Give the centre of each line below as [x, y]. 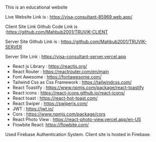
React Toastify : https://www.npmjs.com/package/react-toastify [78, 87]
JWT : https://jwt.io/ [33, 109]
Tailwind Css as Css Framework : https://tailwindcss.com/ [72, 82]
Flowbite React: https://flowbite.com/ [50, 125]
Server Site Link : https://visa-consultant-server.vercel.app [66, 56]
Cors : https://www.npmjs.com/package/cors [59, 114]
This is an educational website [36, 7]
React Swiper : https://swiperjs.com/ [50, 103]
